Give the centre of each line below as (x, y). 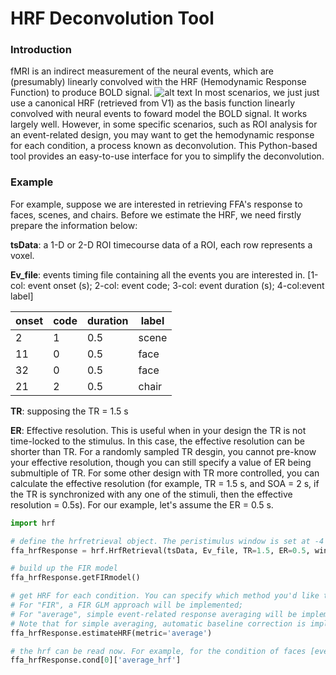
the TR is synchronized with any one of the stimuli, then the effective (151, 494)
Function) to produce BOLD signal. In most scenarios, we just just (165, 93)
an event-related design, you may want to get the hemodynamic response (162, 135)
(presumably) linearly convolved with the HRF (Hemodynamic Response (158, 82)
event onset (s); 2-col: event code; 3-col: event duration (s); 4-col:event (176, 285)
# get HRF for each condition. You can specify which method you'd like (165, 596)
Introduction (41, 50)
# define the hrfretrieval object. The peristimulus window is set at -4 (167, 541)
